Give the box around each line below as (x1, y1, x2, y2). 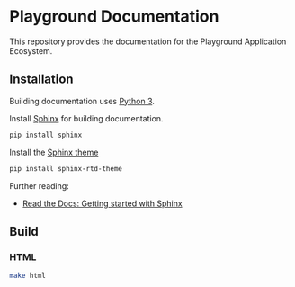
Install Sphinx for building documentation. (9, 112, 164, 123)
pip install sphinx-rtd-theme (9, 164, 123, 173)
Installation (9, 72, 74, 87)
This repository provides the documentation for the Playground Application (9, 36, 287, 47)
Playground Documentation (9, 6, 219, 27)
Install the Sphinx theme (9, 147, 99, 157)
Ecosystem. (9, 45, 53, 56)
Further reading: (9, 180, 69, 191)
